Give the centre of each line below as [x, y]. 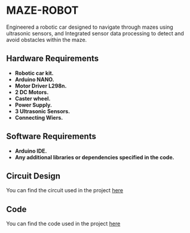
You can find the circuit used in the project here [65, 190]
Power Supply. [33, 105]
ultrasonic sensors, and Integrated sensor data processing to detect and [95, 33]
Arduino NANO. [35, 79]
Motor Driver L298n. [41, 86]
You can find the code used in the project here [63, 224]
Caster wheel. [33, 98]
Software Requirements [51, 136]
